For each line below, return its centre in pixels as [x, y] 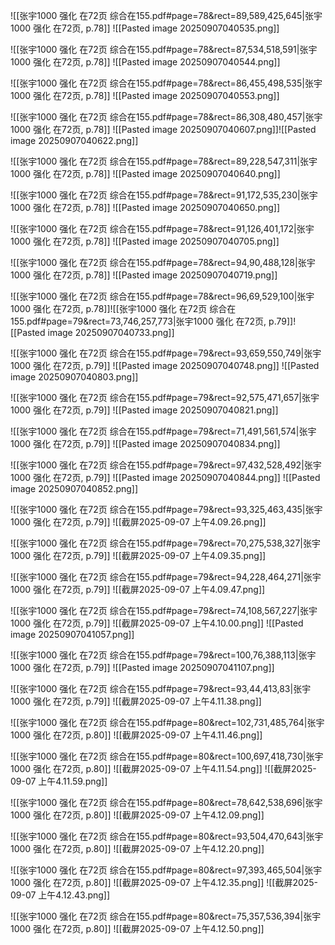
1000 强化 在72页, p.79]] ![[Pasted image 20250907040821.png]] [144, 410]
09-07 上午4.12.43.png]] [60, 895]
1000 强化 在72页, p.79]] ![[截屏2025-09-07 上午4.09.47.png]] [138, 589]
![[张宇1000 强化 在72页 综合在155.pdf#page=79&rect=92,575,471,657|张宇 [165, 397]
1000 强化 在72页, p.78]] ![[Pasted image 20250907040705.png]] [145, 241]
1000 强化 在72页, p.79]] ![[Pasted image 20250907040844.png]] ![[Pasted [165, 477]
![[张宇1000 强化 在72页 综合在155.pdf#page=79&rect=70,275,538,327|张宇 [165, 543]
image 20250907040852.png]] [74, 488]
